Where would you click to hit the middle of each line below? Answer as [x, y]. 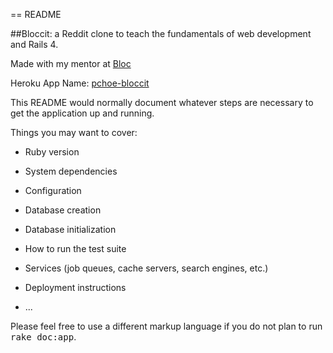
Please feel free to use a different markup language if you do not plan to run [166, 326]
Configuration [53, 190]
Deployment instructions [75, 287]
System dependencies [71, 171]
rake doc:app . [43, 337]
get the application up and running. [82, 113]
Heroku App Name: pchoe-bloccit [80, 83]
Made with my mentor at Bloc [71, 63]
